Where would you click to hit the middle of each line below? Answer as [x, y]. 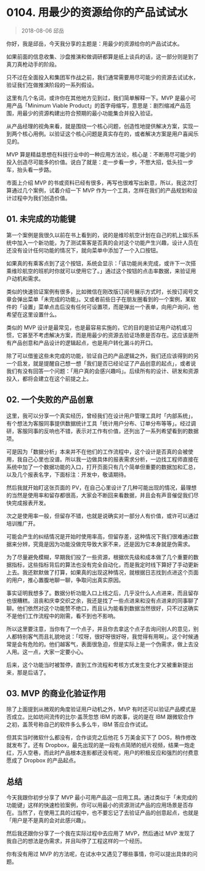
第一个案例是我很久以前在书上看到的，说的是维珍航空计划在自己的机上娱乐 [100, 235]
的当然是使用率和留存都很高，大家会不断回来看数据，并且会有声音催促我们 [100, 495]
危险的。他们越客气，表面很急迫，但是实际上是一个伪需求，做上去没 [113, 644]
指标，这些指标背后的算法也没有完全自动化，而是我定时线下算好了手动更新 [105, 564]
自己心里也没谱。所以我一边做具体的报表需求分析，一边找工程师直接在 [110, 459]
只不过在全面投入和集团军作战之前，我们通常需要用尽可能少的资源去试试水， [103, 77]
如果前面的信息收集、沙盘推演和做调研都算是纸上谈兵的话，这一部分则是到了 [103, 56]
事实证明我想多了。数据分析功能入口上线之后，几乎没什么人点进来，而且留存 [103, 593]
